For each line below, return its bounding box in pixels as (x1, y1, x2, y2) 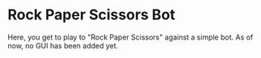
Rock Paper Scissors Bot (7, 6, 175, 24)
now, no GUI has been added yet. (7, 40, 119, 50)
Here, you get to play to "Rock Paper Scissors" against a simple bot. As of (7, 32, 254, 42)
